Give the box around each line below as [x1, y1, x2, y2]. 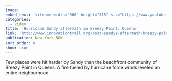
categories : [5, 17, 31, 22]
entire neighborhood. [5, 69, 50, 76]
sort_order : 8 [5, 40, 36, 46]
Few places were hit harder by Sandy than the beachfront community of [5, 59, 157, 65]
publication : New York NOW [5, 36, 63, 41]
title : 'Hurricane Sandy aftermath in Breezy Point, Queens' [5, 26, 139, 31]
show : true [5, 45, 29, 50]
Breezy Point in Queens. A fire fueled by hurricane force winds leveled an [5, 64, 160, 70]
